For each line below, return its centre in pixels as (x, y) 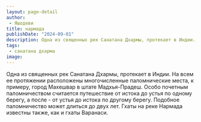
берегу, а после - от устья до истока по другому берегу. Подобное (93, 100)
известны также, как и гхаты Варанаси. (57, 112)
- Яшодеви (21, 23)
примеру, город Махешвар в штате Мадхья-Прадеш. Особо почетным (97, 87)
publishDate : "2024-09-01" (40, 34)
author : (16, 18)
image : (14, 57)
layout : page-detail (32, 12)
